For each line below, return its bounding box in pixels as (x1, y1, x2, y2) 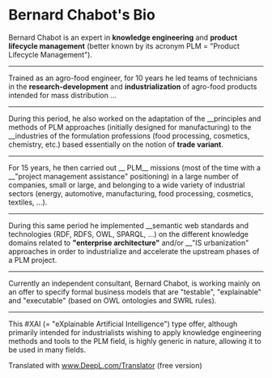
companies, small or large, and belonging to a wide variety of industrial (8, 180, 245, 190)
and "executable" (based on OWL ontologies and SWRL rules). (8, 295, 217, 305)
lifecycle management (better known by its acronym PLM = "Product (8, 41, 240, 50)
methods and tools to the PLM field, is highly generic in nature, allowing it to (8, 336, 261, 346)
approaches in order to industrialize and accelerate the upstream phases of (8, 246, 260, 256)
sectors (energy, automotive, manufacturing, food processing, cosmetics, (8, 188, 253, 198)
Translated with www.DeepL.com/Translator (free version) (8, 360, 202, 370)
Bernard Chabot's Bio (8, 6, 155, 24)
